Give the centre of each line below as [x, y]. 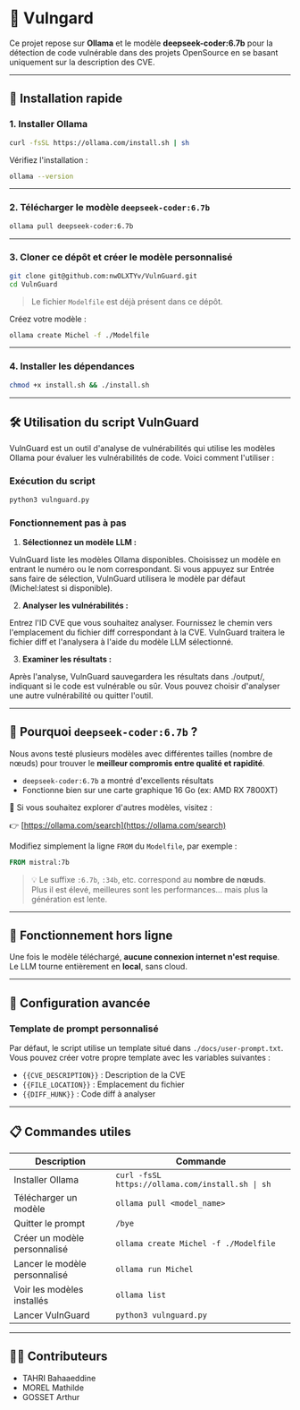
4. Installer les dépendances [72, 366]
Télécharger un [46, 1197]
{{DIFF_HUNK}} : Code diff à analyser [89, 1094]
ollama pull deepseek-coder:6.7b [71, 226]
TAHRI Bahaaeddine [59, 1378]
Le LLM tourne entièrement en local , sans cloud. [98, 967]
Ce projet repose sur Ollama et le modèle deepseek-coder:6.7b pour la [142, 43]
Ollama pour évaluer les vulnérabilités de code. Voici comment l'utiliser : [142, 458]
